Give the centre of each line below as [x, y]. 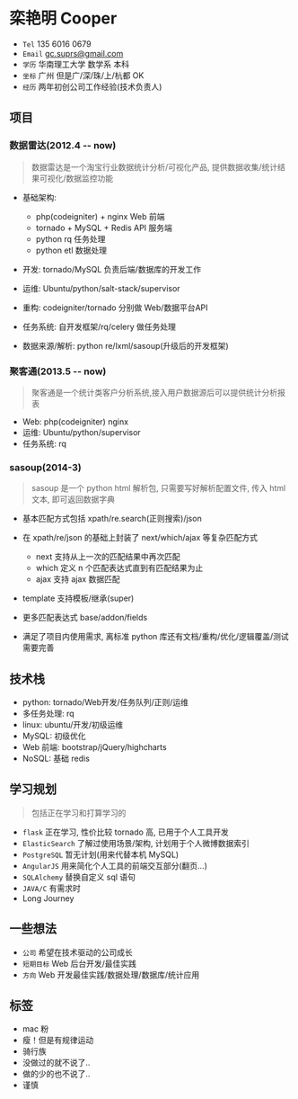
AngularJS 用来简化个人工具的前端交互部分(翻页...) [115, 865]
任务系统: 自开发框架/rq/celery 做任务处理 [99, 326]
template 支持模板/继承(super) [78, 598]
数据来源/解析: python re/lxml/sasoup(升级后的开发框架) [125, 345]
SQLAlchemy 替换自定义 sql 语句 [79, 877]
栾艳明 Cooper [63, 18]
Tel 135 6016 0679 [57, 44]
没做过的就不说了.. [56, 1063]
